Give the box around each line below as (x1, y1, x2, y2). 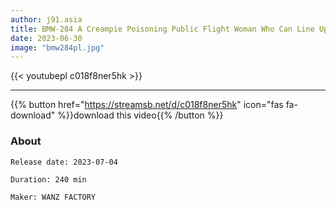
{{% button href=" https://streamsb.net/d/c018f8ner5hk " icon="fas (10, 99, 284, 111)
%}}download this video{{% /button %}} (57, 109, 224, 121)
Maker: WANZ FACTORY (10, 192, 97, 202)
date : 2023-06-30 (10, 33, 83, 43)
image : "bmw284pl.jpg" (10, 42, 105, 53)
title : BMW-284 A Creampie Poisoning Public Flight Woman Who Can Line (10, 24, 315, 34)
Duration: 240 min (10, 174, 87, 185)
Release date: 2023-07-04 (10, 157, 118, 167)
